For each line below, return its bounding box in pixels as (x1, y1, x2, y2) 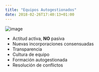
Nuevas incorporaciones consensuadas (12, 40, 94, 46)
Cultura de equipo (12, 51, 50, 57)
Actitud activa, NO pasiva (12, 35, 65, 41)
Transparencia (12, 46, 42, 52)
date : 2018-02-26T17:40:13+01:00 (5, 12, 75, 17)
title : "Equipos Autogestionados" (5, 7, 77, 12)
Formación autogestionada (12, 56, 68, 62)
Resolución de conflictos (12, 62, 63, 68)
